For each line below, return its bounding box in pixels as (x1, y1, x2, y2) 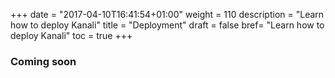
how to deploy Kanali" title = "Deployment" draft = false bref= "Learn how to (10, 19, 325, 31)
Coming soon (10, 54, 77, 68)
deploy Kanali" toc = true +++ (10, 30, 133, 41)
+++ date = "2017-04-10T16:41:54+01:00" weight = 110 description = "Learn (10, 9, 325, 20)
